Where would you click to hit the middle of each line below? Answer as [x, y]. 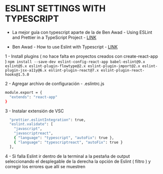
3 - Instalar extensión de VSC [35, 111]
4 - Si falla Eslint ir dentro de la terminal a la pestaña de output [68, 156]
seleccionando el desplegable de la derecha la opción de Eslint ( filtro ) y [78, 161]
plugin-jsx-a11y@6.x [26, 70]
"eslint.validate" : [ [31, 124]
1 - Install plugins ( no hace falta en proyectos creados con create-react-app [81, 56]
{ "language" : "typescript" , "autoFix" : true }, [64, 138]
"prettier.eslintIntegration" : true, [48, 120]
